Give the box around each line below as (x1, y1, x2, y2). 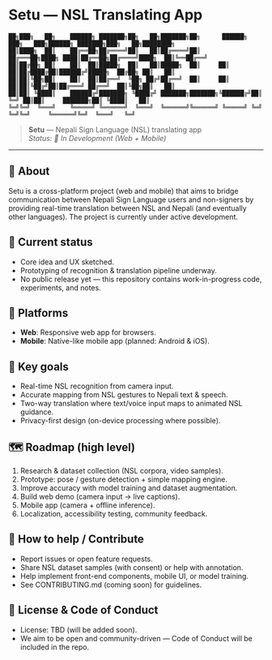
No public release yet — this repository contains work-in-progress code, (19, 274, 262, 284)
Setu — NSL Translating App (8, 6, 203, 24)
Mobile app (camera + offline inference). (19, 500, 155, 510)
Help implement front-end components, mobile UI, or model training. (19, 571, 249, 581)
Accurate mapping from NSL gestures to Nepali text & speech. (19, 390, 228, 400)
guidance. (19, 407, 54, 417)
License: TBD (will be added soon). (19, 624, 138, 634)
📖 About (8, 165, 50, 178)
